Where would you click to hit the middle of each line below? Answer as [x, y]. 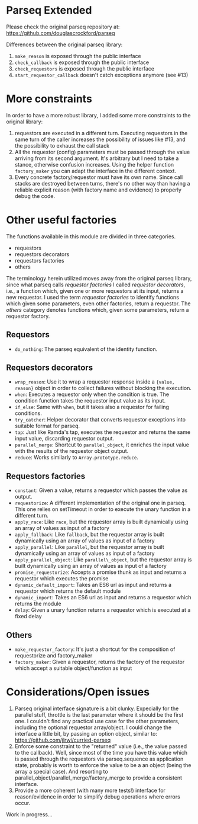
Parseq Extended [49, 10]
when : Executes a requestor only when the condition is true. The [92, 394]
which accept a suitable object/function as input [73, 668]
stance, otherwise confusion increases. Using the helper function [94, 164]
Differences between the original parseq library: [64, 44]
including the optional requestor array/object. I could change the [93, 727]
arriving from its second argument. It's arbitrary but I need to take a [97, 158]
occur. [22, 803]
